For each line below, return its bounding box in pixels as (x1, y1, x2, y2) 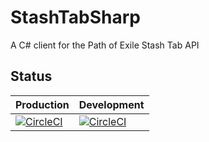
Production (15, 97, 70, 111)
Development (78, 97, 145, 111)
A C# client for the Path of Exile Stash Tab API (10, 39, 200, 51)
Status (10, 68, 53, 85)
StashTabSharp (10, 6, 141, 29)
